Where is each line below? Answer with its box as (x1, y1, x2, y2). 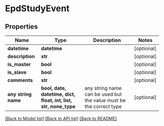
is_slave (7, 69, 27, 76)
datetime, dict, (41, 91, 76, 98)
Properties (5, 22, 38, 31)
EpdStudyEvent (5, 3, 70, 14)
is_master (7, 61, 31, 67)
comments (7, 77, 33, 84)
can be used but (84, 91, 122, 98)
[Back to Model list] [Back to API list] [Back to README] (5, 116, 117, 121)
